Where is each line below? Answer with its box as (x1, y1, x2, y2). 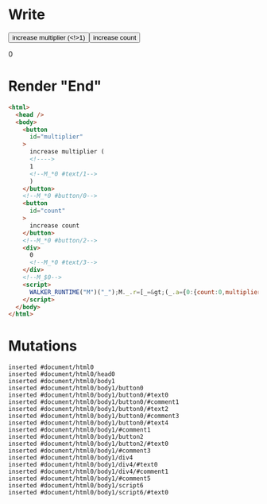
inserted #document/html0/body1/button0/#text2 (8, 405, 169, 413)
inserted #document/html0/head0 (8, 370, 115, 378)
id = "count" (29, 207, 66, 215)
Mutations (8, 337, 78, 355)
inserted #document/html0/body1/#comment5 (8, 475, 151, 483)
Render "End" (8, 77, 102, 95)
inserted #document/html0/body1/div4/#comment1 (8, 467, 169, 476)
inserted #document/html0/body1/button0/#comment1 (8, 398, 180, 406)
